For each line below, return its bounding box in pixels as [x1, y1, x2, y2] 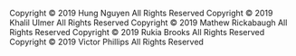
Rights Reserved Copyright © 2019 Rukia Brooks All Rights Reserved [9, 27, 265, 37]
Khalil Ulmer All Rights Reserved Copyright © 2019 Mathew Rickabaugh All [9, 17, 288, 28]
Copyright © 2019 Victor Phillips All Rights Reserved [9, 36, 204, 47]
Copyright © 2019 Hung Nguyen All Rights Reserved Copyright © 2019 [9, 8, 273, 18]
